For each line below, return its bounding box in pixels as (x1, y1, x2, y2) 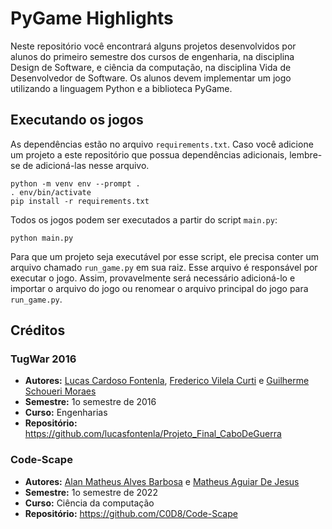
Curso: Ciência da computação (24, 497, 155, 509)
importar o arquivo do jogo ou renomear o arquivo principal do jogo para (10, 282, 309, 294)
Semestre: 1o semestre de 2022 (24, 486, 158, 498)
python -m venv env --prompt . (10, 178, 141, 189)
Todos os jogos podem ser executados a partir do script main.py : (10, 213, 278, 226)
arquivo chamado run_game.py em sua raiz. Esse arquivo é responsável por (10, 261, 318, 273)
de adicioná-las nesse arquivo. (22, 159, 150, 171)
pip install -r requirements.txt (10, 196, 150, 206)
